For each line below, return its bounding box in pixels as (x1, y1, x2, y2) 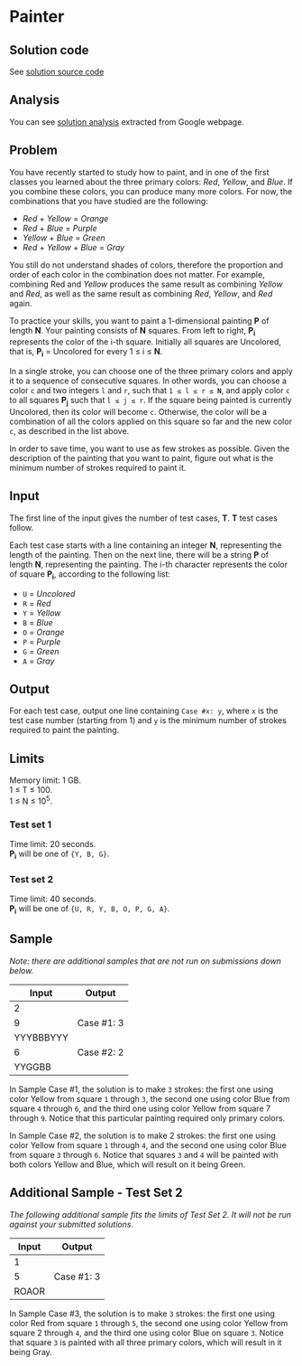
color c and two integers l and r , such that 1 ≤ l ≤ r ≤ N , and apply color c (9, 385, 290, 396)
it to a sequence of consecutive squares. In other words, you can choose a (9, 375, 287, 386)
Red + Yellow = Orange (22, 212, 109, 223)
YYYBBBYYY (14, 1031, 69, 1043)
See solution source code (9, 66, 105, 77)
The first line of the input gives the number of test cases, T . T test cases (9, 513, 278, 523)
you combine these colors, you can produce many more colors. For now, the (9, 185, 293, 196)
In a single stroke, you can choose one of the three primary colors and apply (9, 366, 293, 377)
